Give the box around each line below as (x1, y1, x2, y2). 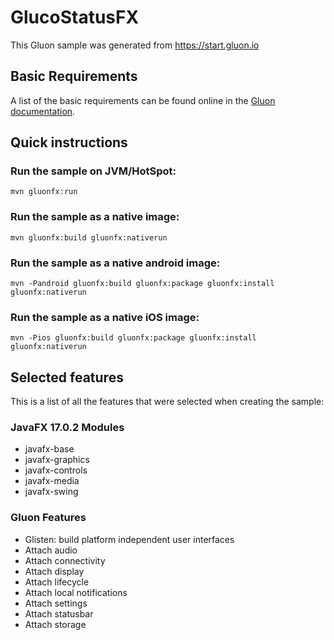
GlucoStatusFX (10, 6, 140, 29)
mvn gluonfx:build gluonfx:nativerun (10, 232, 168, 243)
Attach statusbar (24, 607, 94, 620)
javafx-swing (24, 486, 79, 498)
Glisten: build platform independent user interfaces (24, 533, 235, 545)
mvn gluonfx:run (10, 187, 78, 197)
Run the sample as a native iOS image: (10, 310, 200, 324)
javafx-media (24, 475, 80, 487)
